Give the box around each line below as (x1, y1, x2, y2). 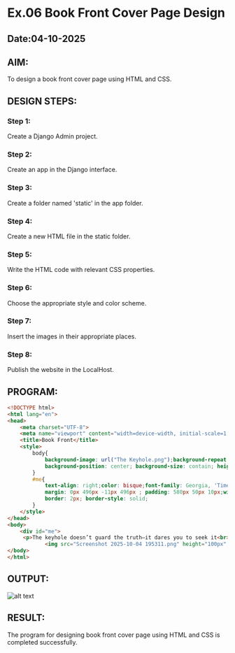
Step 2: (7, 150, 33, 159)
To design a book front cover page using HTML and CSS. (7, 75, 172, 83)
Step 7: (7, 316, 31, 326)
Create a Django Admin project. (7, 132, 98, 141)
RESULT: (7, 612, 45, 624)
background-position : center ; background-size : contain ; (44, 463, 215, 470)
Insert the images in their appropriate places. (7, 332, 136, 340)
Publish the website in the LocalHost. (7, 366, 114, 374)
